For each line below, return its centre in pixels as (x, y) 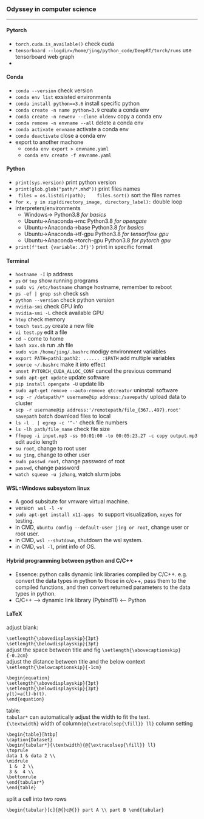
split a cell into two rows (36, 799)
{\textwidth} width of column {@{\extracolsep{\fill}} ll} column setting (100, 723)
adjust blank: (22, 627)
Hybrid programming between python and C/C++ (70, 560)
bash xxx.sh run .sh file (44, 345)
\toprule (17, 750)
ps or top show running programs (56, 280)
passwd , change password (47, 468)
